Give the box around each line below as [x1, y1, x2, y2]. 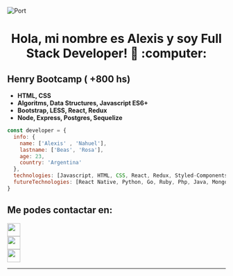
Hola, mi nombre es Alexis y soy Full [11, 31, 222, 46]
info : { [13, 133, 36, 140]
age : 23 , [19, 153, 45, 159]
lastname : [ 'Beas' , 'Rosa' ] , [19, 146, 104, 153]
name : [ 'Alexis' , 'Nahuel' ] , [19, 139, 107, 147]
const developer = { [7, 127, 67, 134]
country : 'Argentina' [19, 159, 82, 166]
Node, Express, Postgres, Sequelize [17, 114, 123, 121]
